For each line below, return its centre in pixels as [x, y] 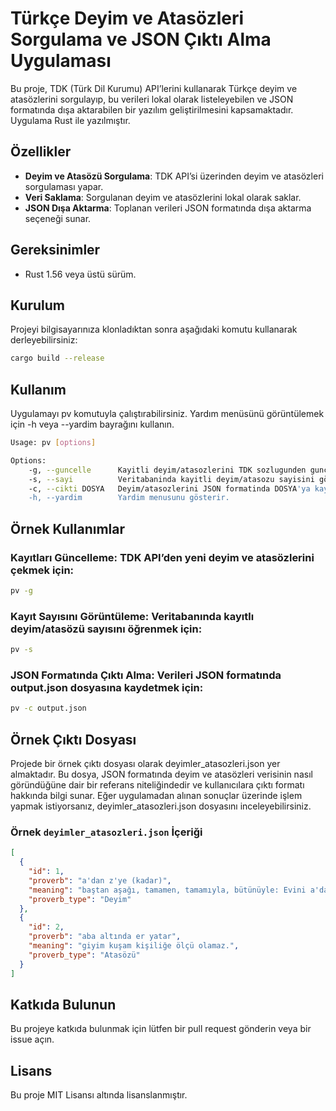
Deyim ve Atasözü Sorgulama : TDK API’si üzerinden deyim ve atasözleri [174, 176]
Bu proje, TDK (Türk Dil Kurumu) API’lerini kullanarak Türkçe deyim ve [154, 88]
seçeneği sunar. [58, 218]
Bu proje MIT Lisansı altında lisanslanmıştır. [99, 1095]
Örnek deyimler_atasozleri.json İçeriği [106, 832]
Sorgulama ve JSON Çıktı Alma [141, 39]
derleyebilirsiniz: [44, 340]
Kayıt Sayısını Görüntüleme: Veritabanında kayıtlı [132, 616]
